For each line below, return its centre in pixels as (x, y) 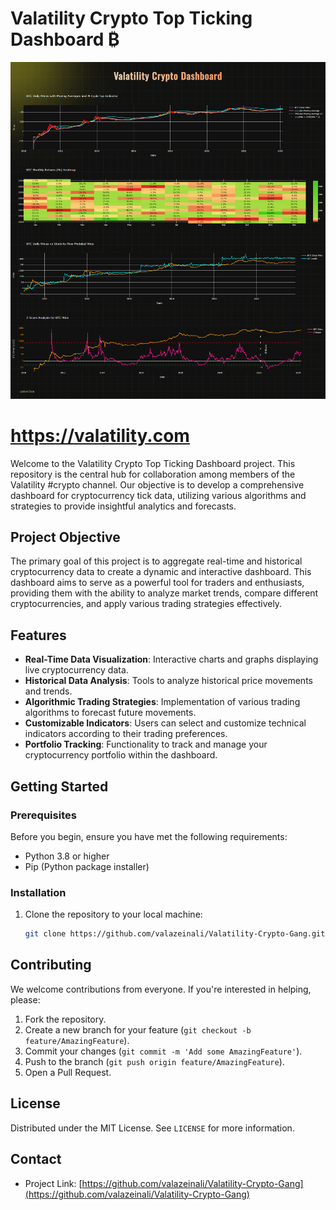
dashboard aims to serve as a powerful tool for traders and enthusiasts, (157, 583)
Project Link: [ (53, 1183)
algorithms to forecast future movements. (110, 713)
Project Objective (65, 537)
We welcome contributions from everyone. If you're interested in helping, (161, 989)
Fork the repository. (65, 1019)
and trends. (48, 691)
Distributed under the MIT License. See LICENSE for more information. (152, 1128)
